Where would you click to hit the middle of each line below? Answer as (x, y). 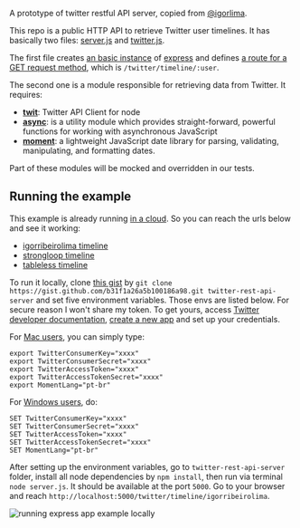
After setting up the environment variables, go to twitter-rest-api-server (147, 466)
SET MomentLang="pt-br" (54, 450)
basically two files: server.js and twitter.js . (87, 40)
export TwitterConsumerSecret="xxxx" (80, 361)
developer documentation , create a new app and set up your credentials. (145, 319)
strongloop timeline (58, 255)
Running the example (70, 197)
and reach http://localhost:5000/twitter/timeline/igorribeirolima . (140, 495)
